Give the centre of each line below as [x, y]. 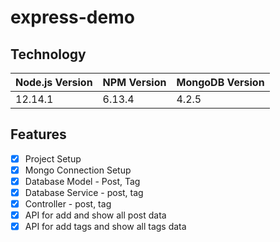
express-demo [72, 17]
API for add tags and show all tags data [105, 227]
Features [38, 134]
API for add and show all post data [95, 215]
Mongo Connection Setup [78, 170]
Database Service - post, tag [84, 192]
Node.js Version [54, 82]
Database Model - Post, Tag [82, 181]
